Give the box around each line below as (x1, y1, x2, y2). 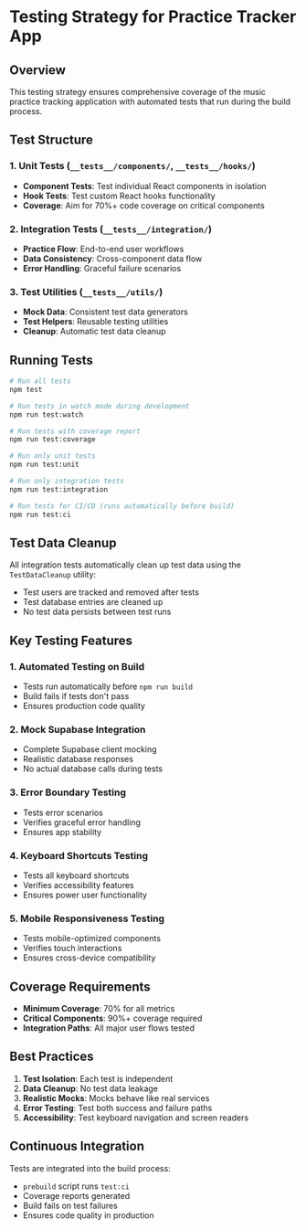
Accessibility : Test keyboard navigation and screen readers (22, 1112, 249, 1123)
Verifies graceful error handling (22, 816, 142, 828)
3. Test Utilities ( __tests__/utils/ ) (9, 285, 164, 298)
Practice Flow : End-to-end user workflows (22, 243, 185, 254)
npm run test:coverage (9, 435, 96, 444)
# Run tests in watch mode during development (9, 401, 190, 410)
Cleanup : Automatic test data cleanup (22, 326, 166, 337)
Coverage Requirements (9, 979, 151, 994)
